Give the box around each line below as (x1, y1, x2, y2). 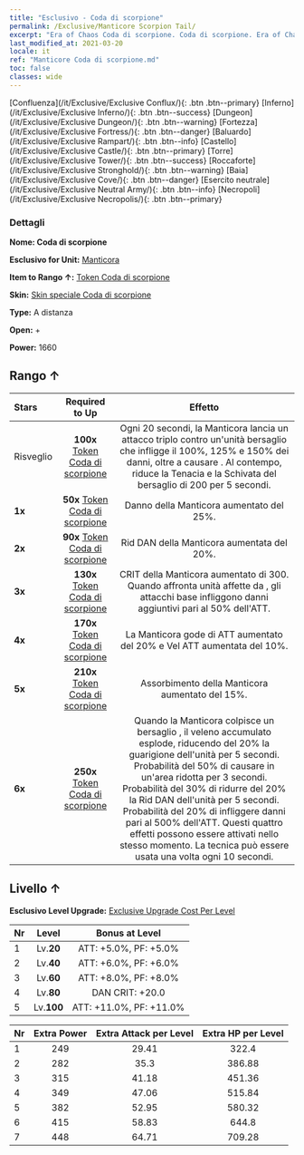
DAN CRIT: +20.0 (91, 985, 166, 998)
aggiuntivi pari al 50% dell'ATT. (138, 602, 271, 615)
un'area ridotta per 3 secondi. (141, 771, 268, 783)
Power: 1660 (9, 342, 57, 354)
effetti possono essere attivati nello (129, 827, 279, 840)
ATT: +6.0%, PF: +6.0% (78, 956, 179, 969)
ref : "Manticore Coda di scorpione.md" (9, 55, 160, 64)
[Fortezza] (219, 116, 258, 127)
